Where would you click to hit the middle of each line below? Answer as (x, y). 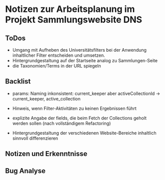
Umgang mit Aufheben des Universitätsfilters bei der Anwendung (80, 50)
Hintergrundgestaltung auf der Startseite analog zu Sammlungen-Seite (85, 60)
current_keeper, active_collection (46, 98)
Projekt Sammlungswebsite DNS (74, 20)
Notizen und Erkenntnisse (46, 154)
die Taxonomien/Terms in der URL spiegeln (57, 66)
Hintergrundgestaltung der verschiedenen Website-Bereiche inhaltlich (84, 133)
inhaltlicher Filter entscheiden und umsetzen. (59, 55)
